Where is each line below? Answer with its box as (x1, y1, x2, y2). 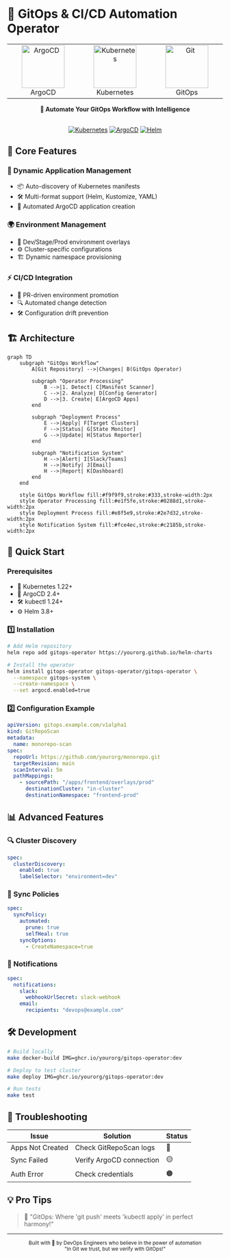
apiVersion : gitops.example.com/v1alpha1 (7, 722, 127, 729)
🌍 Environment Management (7, 219, 107, 229)
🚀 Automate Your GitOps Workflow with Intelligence (40, 105, 190, 113)
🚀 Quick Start (7, 546, 65, 558)
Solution (103, 1131, 131, 1140)
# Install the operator (7, 661, 75, 669)
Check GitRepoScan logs (75, 1143, 155, 1152)
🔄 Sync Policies (7, 890, 60, 899)
